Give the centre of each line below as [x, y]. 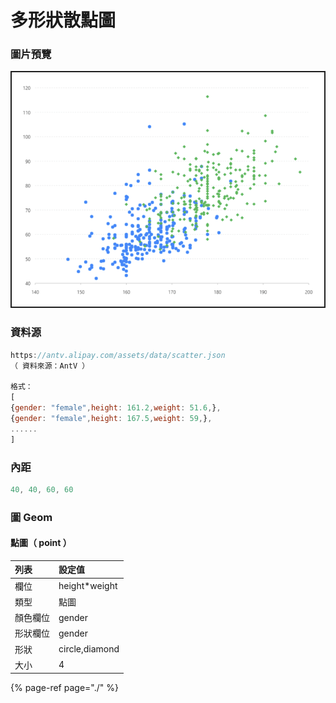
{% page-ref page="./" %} [64, 688]
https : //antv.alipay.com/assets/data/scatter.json [118, 355]
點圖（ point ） [41, 543]
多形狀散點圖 [63, 20]
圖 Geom [31, 517]
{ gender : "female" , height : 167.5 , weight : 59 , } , [111, 418]
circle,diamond [89, 649]
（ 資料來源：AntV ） [50, 366]
